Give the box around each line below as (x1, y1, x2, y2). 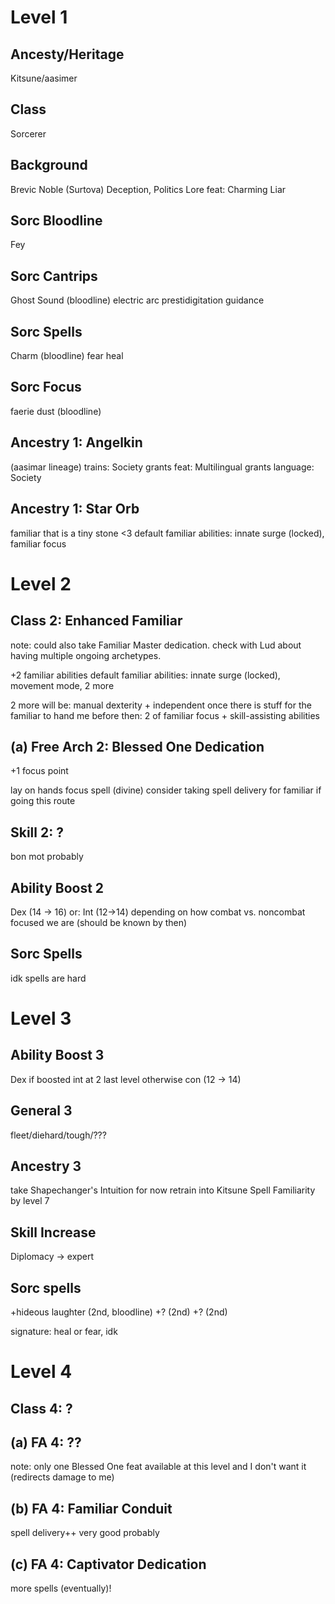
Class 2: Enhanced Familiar (10, 612, 183, 630)
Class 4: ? (10, 1400, 73, 1417)
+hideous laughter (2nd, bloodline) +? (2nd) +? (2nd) (10, 1306, 228, 1318)
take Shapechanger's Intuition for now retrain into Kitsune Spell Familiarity (10, 1184, 316, 1196)
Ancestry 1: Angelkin (10, 434, 143, 451)
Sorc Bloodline (10, 212, 103, 230)
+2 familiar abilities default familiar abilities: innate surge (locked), (10, 669, 281, 681)
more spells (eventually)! (10, 1582, 112, 1595)
